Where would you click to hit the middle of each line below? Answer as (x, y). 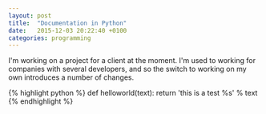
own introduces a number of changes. (71, 77)
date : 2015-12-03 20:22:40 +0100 (68, 30)
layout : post (30, 16)
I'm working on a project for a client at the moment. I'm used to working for (132, 61)
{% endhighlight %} (41, 101)
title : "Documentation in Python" (68, 23)
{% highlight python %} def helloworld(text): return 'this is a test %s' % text (133, 93)
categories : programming (50, 38)
